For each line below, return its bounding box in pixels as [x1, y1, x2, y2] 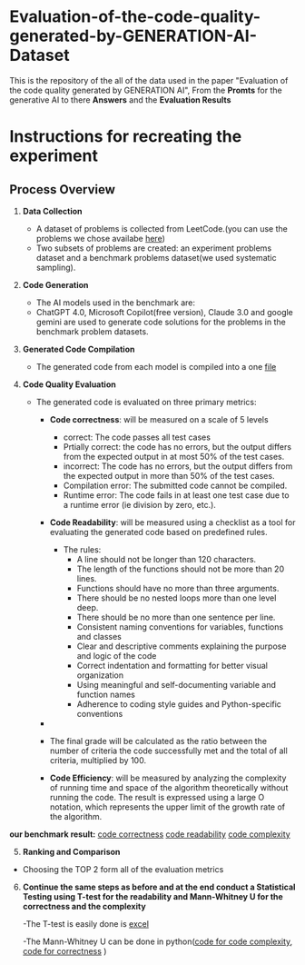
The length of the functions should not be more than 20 [76, 563, 284, 574]
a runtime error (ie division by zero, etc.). [63, 499, 216, 510]
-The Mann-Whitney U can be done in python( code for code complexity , [22, 936, 293, 947]
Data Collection [22, 205, 84, 216]
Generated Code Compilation [22, 343, 135, 354]
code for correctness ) [22, 945, 107, 956]
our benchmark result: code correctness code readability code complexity [9, 829, 290, 840]
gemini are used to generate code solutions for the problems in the [35, 316, 286, 327]
